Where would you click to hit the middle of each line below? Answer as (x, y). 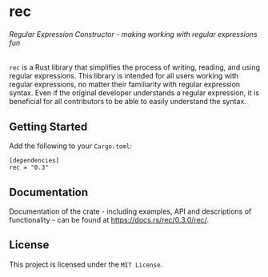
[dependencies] (34, 161)
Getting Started (48, 126)
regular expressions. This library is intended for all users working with (124, 76)
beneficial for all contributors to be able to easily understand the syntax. (128, 102)
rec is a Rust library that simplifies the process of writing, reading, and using (135, 67)
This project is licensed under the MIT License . (86, 264)
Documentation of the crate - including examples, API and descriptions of (130, 211)
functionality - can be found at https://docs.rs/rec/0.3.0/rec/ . (109, 220)
